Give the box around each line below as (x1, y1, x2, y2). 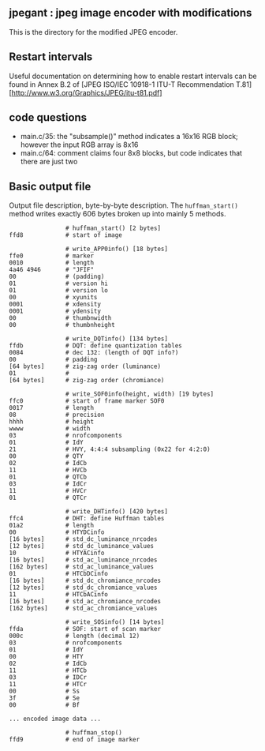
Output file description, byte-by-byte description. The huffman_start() (9, 201, 239, 210)
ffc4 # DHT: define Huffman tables (9, 515, 165, 523)
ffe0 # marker (9, 252, 94, 260)
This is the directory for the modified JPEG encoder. (9, 27, 178, 36)
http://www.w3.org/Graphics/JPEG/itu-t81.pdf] (11, 88, 162, 97)
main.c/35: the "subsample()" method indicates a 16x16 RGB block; (20, 132, 239, 141)
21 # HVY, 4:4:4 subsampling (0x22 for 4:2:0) (9, 445, 211, 453)
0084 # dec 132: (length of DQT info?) (9, 349, 179, 357)
